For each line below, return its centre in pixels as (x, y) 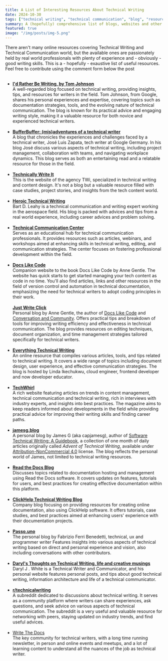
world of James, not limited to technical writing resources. (72, 457)
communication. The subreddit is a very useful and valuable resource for (87, 611)
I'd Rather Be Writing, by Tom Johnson (53, 84)
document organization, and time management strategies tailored (80, 334)
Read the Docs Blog (33, 467)
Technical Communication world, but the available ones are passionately (80, 53)
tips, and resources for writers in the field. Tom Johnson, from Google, (85, 94)
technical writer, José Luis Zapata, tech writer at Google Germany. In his (87, 142)
